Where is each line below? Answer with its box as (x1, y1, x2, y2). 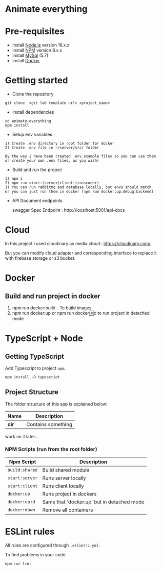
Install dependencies (12, 109, 55, 115)
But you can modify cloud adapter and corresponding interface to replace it (5, 250, 157, 256)
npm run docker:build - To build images (12, 305, 92, 311)
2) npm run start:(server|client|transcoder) (5, 180, 99, 186)
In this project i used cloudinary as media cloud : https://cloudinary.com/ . (5, 241, 152, 246)
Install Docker (12, 58, 40, 64)
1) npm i (5, 176, 23, 181)
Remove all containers (42, 506, 93, 513)
